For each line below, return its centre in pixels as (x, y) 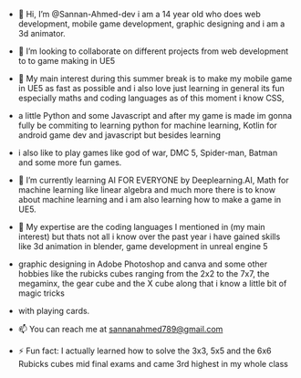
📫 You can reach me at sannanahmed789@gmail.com (120, 329)
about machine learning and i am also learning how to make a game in (150, 199)
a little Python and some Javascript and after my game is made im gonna (155, 115)
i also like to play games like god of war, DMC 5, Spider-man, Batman (148, 152)
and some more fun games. (70, 163)
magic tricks (42, 293)
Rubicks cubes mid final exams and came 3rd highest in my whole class (153, 364)
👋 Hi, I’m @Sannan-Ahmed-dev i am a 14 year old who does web (140, 14)
